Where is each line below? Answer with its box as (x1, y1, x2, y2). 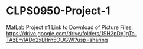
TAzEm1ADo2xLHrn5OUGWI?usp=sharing (6, 36, 108, 43)
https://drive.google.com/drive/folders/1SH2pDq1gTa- (6, 30, 137, 37)
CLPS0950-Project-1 (6, 4, 110, 18)
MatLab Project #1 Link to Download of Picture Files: (6, 24, 134, 31)
